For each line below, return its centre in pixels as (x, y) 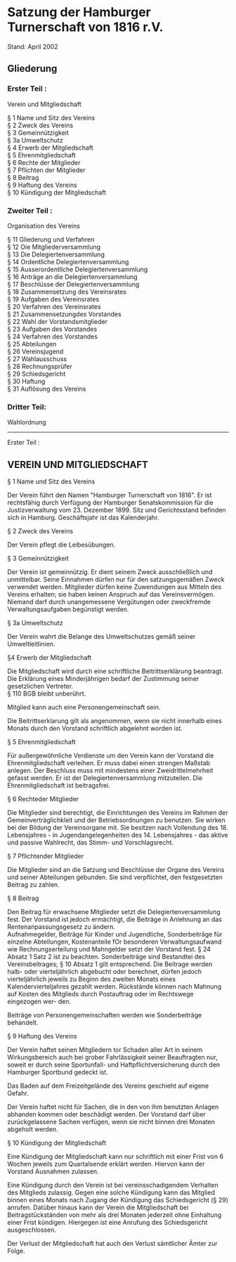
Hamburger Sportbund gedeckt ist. (58, 1072)
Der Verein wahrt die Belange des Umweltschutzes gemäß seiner (101, 637)
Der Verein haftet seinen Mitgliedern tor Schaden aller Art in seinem (105, 1050)
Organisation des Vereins (44, 226)
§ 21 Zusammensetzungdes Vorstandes (64, 314)
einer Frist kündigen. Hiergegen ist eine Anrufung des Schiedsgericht (107, 1223)
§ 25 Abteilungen (32, 344)
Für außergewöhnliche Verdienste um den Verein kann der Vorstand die (111, 755)
